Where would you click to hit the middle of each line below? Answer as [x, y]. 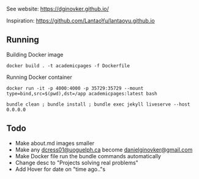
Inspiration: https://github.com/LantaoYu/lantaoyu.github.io [81, 20]
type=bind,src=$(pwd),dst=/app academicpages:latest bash [82, 93]
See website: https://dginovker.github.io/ [58, 9]
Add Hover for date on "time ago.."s [60, 169]
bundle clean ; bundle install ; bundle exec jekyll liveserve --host [98, 104]
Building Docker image [35, 54]
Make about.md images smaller [55, 143]
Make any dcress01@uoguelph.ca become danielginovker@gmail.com [104, 150]
